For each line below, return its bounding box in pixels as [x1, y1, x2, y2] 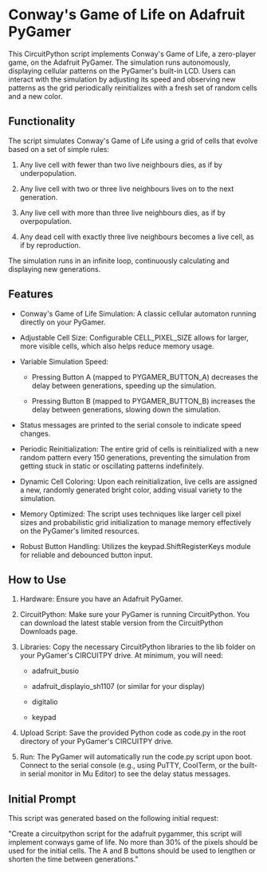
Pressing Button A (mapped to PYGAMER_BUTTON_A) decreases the [31, 372, 259, 381]
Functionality [8, 114, 76, 129]
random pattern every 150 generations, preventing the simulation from [19, 452, 251, 462]
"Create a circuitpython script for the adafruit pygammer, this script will [8, 829, 242, 838]
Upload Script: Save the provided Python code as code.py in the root [19, 728, 246, 738]
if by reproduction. [19, 240, 81, 249]
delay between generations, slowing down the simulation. [31, 404, 221, 414]
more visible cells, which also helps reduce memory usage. [19, 341, 214, 351]
